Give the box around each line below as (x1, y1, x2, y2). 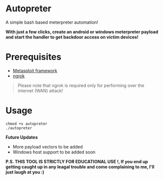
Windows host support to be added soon (12, 149, 96, 155)
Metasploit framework (12, 68, 58, 73)
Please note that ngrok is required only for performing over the (17, 82, 144, 88)
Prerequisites (5, 51, 62, 63)
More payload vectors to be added (12, 144, 83, 149)
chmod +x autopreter (5, 121, 48, 126)
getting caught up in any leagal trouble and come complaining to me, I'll (5, 164, 155, 170)
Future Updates (5, 134, 38, 140)
